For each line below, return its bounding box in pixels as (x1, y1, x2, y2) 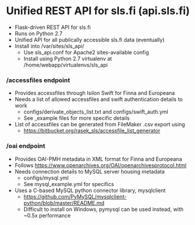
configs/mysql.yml (23, 174, 69, 181)
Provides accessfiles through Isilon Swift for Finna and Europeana (14, 90, 175, 97)
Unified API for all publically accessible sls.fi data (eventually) (14, 36, 165, 43)
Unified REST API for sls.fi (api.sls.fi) (6, 4, 190, 18)
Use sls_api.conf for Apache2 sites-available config (23, 48, 149, 56)
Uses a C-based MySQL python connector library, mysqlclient (14, 187, 166, 194)
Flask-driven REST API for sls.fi (14, 24, 91, 31)
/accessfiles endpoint (6, 76, 70, 84)
